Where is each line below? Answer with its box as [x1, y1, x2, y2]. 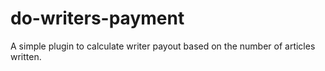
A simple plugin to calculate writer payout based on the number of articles [10, 40, 316, 52]
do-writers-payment [10, 7, 185, 30]
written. [10, 50, 42, 62]
